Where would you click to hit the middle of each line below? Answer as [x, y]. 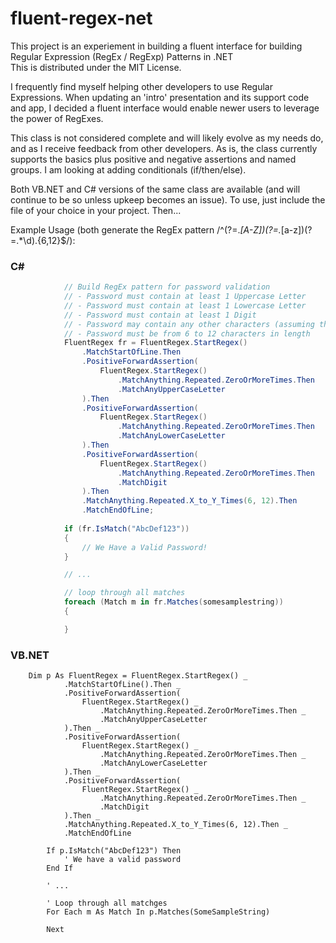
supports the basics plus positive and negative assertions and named [153, 159]
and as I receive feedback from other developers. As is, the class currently [164, 148]
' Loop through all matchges [107, 903]
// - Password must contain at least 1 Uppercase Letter [185, 297]
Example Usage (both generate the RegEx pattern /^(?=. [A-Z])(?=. [146, 229]
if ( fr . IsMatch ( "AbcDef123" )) [126, 528]
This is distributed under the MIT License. [96, 67]
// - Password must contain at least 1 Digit [160, 315]
